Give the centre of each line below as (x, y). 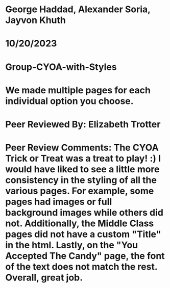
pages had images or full (59, 202)
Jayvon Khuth (36, 20)
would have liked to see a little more (82, 169)
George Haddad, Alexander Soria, (78, 9)
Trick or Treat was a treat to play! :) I (83, 159)
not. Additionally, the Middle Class (80, 224)
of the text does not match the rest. (81, 267)
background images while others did (84, 213)
